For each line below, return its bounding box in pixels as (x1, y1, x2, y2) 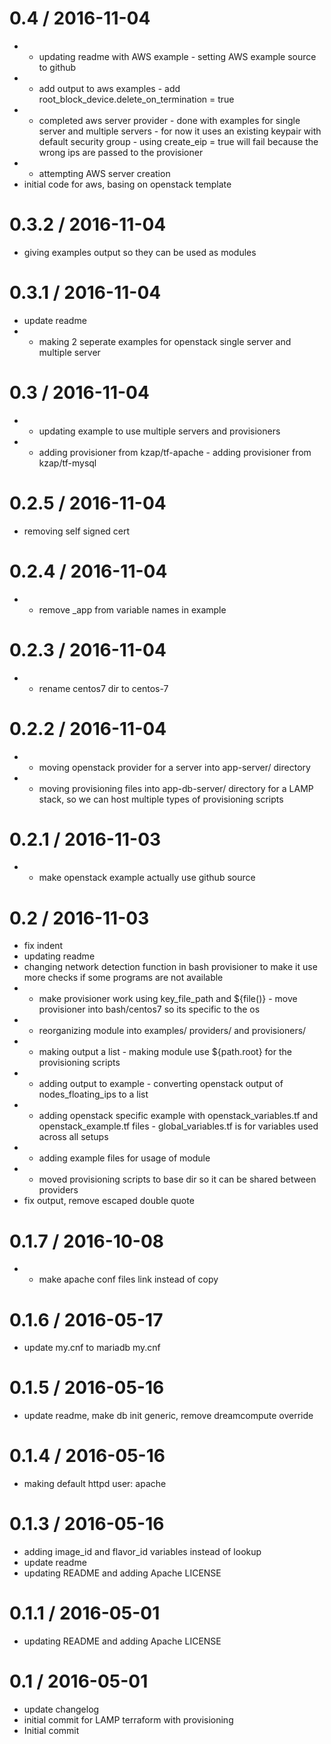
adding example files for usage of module (38, 1152, 211, 1164)
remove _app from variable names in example (38, 603, 227, 616)
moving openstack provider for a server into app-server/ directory (38, 761, 311, 773)
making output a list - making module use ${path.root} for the (38, 1046, 292, 1058)
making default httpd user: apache (23, 1478, 167, 1490)
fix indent (23, 940, 64, 952)
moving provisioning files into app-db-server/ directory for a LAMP (38, 782, 314, 794)
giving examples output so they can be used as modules (23, 246, 257, 258)
